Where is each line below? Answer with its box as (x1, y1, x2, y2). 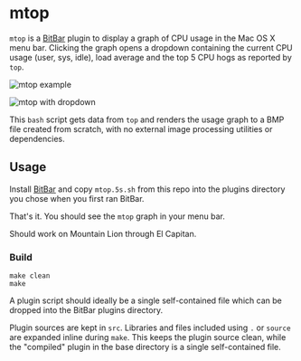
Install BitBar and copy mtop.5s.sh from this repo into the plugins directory (9, 184, 286, 195)
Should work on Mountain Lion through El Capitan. (9, 228, 197, 239)
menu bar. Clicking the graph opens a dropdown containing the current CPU (9, 42, 293, 52)
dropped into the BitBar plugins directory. (9, 305, 164, 316)
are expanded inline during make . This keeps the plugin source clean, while (9, 332, 287, 343)
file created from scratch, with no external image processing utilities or (9, 123, 273, 134)
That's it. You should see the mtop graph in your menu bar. (9, 211, 226, 222)
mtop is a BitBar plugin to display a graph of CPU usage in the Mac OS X (9, 33, 276, 43)
